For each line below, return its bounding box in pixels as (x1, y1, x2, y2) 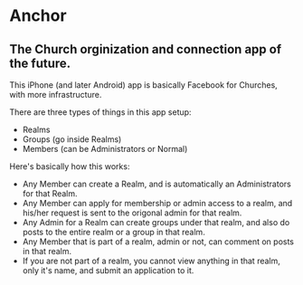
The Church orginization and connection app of (9, 42, 282, 57)
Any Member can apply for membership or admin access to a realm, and (22, 198, 293, 208)
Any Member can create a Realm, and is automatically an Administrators (22, 178, 291, 189)
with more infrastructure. (9, 90, 102, 100)
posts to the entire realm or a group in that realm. (22, 227, 205, 237)
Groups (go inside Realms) (22, 134, 122, 145)
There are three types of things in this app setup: (9, 107, 192, 118)
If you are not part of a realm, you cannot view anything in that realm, (22, 255, 280, 266)
